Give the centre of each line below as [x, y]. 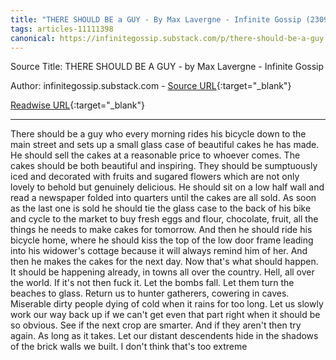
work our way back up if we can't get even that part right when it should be [165, 315]
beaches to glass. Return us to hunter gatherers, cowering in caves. [150, 293]
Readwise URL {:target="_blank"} [78, 105]
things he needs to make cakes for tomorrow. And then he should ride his [161, 230]
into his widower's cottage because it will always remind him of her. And [159, 251]
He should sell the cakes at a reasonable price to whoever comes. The [155, 155]
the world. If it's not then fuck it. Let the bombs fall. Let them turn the [152, 283]
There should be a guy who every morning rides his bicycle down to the [158, 134]
